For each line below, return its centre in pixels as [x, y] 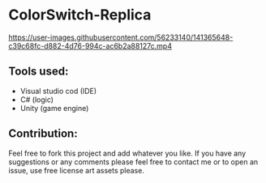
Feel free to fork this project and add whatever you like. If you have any [127, 153]
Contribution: [43, 134]
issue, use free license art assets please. [76, 170]
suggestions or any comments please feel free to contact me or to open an [133, 162]
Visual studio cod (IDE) [58, 91]
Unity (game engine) [54, 108]
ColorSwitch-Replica [80, 15]
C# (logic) [37, 100]
